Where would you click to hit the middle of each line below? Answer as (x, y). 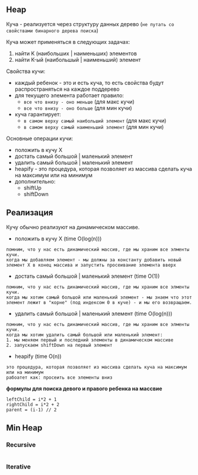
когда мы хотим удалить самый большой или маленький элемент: (84, 335)
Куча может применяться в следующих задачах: (68, 42)
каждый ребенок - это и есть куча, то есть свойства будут (89, 83)
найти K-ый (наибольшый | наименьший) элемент (78, 59)
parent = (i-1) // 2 (32, 410)
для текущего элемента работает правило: (69, 95)
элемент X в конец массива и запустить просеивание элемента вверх (91, 265)
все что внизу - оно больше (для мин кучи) (78, 108)
